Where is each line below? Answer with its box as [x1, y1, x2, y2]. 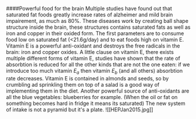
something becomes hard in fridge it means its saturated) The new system [6, 100, 185, 107]
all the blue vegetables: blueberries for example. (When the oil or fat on [6, 93, 178, 100]
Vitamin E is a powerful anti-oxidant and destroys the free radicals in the [6, 42, 180, 49]
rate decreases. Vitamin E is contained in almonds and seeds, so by [6, 74, 169, 81]
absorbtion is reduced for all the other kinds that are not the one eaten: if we [6, 61, 190, 68]
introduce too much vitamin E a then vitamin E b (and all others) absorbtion [6, 67, 183, 76]
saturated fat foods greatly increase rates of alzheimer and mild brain [6, 11, 173, 18]
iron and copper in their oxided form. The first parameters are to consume [6, 30, 184, 37]
